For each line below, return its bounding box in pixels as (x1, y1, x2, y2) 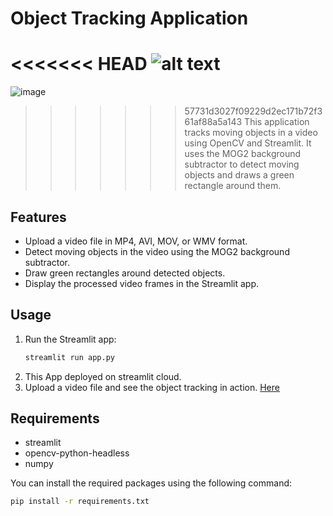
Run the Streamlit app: (24, 333, 117, 345)
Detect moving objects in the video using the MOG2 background (24, 245, 290, 257)
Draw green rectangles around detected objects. (24, 267, 226, 279)
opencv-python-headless (24, 447, 130, 459)
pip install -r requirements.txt (10, 497, 150, 507)
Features (10, 208, 67, 226)
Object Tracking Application (10, 7, 249, 30)
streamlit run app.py (24, 352, 115, 362)
